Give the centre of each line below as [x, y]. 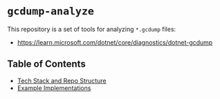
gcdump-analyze [51, 11]
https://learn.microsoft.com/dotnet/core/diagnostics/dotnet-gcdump [115, 42]
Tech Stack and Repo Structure [62, 80]
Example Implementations [54, 88]
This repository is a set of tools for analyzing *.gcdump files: [92, 29]
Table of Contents [47, 64]
